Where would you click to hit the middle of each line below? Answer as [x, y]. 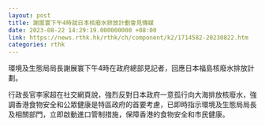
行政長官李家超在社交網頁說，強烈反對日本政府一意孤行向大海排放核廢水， [129, 94]
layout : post [30, 15]
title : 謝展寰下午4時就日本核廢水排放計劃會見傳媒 [81, 23]
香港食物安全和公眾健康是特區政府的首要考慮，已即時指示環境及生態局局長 [136, 105]
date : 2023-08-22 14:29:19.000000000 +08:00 [82, 30]
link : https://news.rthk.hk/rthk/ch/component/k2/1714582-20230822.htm [128, 37]
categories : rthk [37, 45]
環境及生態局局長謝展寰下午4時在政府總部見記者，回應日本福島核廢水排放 [128, 69]
